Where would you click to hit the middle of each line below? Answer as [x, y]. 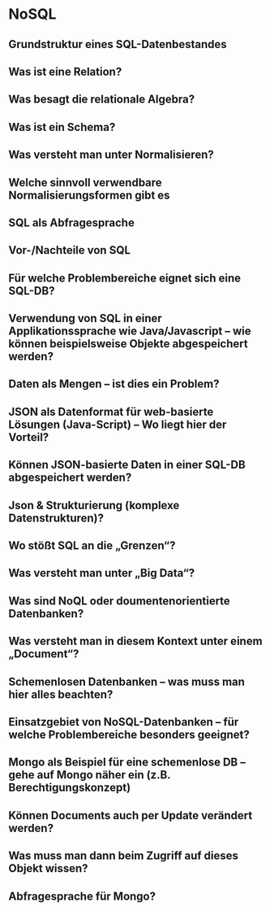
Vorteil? [29, 437]
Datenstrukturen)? [56, 518]
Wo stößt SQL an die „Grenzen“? [92, 546]
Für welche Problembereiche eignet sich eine [125, 278]
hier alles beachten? [61, 694]
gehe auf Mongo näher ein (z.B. [90, 775]
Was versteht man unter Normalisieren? [111, 155]
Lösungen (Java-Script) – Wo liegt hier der [118, 424]
